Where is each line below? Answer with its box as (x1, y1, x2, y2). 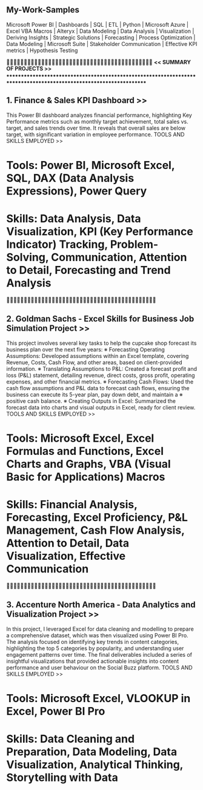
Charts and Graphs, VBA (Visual (6, 457, 171, 471)
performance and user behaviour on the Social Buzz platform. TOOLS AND (6, 663, 193, 671)
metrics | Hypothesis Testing (6, 47, 78, 54)
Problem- (110, 237, 159, 251)
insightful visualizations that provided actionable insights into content (6, 657, 179, 665)
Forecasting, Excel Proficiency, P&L (6, 510, 188, 524)
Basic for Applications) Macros (6, 470, 165, 483)
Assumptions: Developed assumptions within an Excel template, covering (6, 352, 189, 359)
